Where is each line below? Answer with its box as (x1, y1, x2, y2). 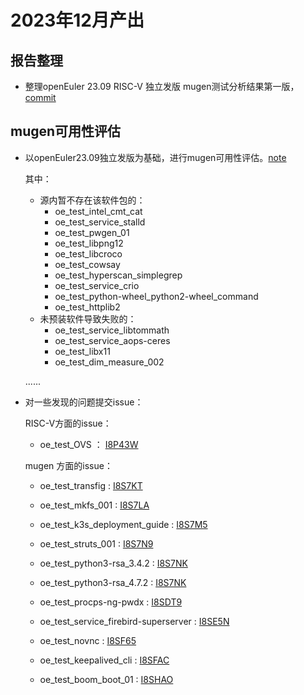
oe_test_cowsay (54, 258, 121, 270)
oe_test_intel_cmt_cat (54, 205, 143, 217)
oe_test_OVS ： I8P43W (39, 438, 139, 450)
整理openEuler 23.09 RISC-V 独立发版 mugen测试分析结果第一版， (24, 81, 300, 92)
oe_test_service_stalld (54, 216, 146, 228)
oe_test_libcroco (54, 247, 123, 260)
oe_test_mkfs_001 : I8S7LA (39, 499, 150, 511)
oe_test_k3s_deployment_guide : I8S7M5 (39, 518, 208, 530)
